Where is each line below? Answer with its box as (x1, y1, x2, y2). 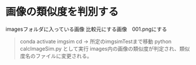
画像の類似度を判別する (5, 5, 119, 19)
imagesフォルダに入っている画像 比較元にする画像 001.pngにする (5, 26, 167, 32)
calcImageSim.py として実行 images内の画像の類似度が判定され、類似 (19, 45, 190, 52)
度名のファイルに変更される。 (19, 52, 92, 59)
